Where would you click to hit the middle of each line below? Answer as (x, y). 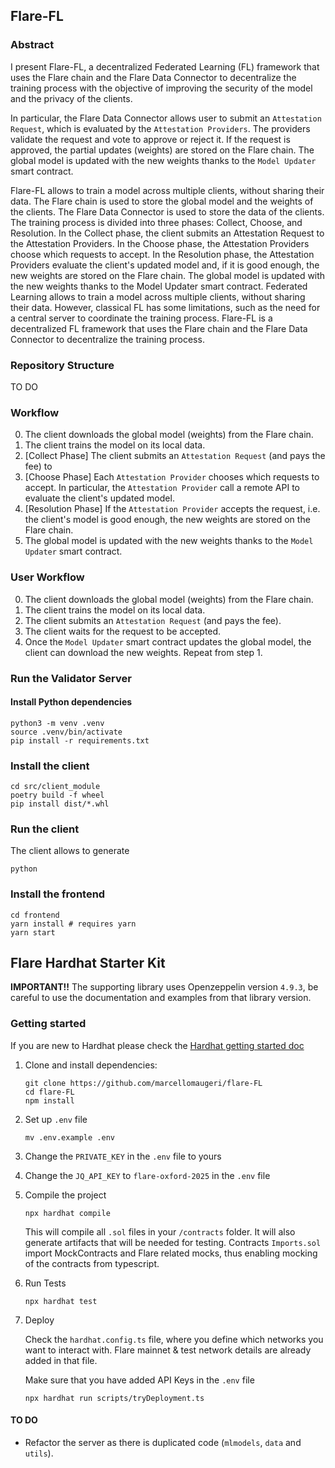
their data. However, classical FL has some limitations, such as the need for (165, 307)
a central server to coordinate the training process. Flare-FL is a (141, 318)
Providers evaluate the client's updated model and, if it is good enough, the (165, 265)
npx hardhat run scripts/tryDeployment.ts (114, 1398)
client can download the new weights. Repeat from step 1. (143, 652)
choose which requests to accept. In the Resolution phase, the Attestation (162, 254)
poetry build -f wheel (57, 795)
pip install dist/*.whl (60, 804)
